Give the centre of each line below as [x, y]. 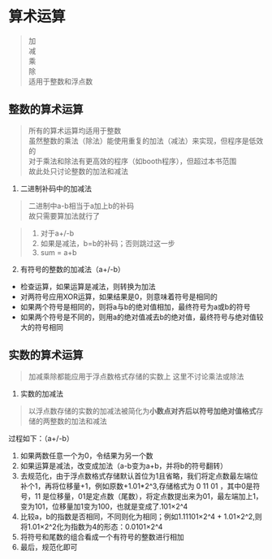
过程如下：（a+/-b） [41, 438]
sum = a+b [58, 252]
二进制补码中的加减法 [56, 188]
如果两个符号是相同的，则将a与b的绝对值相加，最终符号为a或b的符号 [135, 306]
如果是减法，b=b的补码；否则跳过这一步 [108, 243]
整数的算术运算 [46, 109]
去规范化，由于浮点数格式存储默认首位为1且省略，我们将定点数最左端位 [139, 475]
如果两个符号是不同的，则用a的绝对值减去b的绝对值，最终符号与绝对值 [138, 317]
